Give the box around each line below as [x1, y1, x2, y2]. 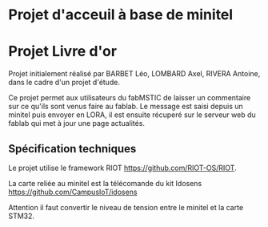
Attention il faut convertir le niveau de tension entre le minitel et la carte [8, 202, 244, 212]
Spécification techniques [8, 142, 137, 156]
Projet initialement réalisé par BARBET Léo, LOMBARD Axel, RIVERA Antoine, [8, 69, 261, 79]
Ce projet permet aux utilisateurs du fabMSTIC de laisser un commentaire [8, 93, 251, 103]
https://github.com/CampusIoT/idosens [8, 187, 138, 197]
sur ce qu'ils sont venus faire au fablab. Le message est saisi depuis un [8, 102, 244, 111]
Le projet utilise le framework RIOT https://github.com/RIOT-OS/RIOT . [8, 163, 238, 172]
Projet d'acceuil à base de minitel [8, 6, 234, 24]
